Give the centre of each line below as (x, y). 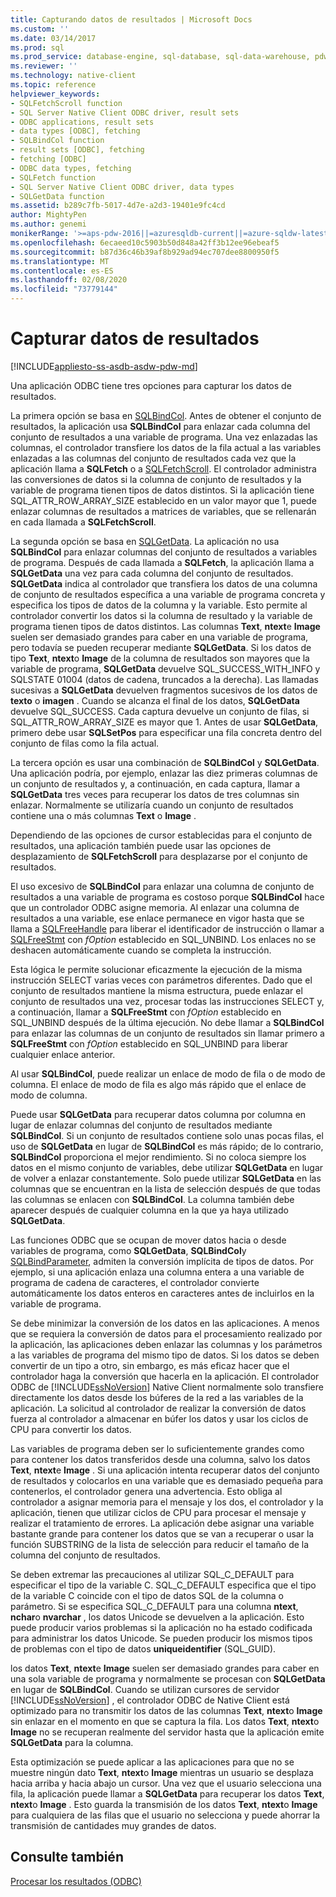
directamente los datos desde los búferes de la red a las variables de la (157, 1397)
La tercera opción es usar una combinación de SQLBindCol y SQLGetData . (165, 762)
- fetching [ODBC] (48, 159)
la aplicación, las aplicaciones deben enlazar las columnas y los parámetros (166, 1344)
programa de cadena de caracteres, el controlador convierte (135, 1282)
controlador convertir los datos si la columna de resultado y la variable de (161, 615)
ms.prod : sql (37, 47)
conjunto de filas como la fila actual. (85, 743)
